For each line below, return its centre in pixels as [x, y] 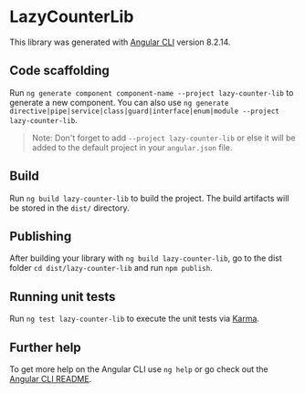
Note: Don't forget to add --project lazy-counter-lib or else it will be [163, 138]
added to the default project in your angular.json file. [132, 147]
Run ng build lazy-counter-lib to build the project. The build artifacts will [149, 198]
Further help [46, 347]
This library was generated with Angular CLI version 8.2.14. [120, 42]
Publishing [41, 236]
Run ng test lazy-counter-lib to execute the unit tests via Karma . [135, 319]
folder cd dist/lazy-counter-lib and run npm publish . [111, 268]
